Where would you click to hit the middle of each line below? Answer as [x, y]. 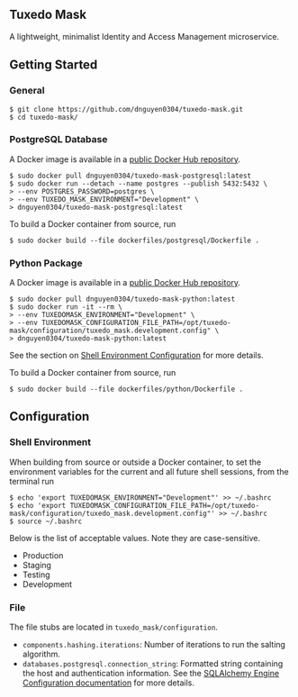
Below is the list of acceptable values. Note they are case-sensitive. [135, 538]
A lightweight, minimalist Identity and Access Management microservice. [144, 36]
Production [43, 555]
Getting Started [54, 65]
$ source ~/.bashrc [46, 521]
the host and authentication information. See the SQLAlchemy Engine [151, 674]
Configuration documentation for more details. [108, 683]
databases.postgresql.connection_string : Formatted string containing [153, 664]
